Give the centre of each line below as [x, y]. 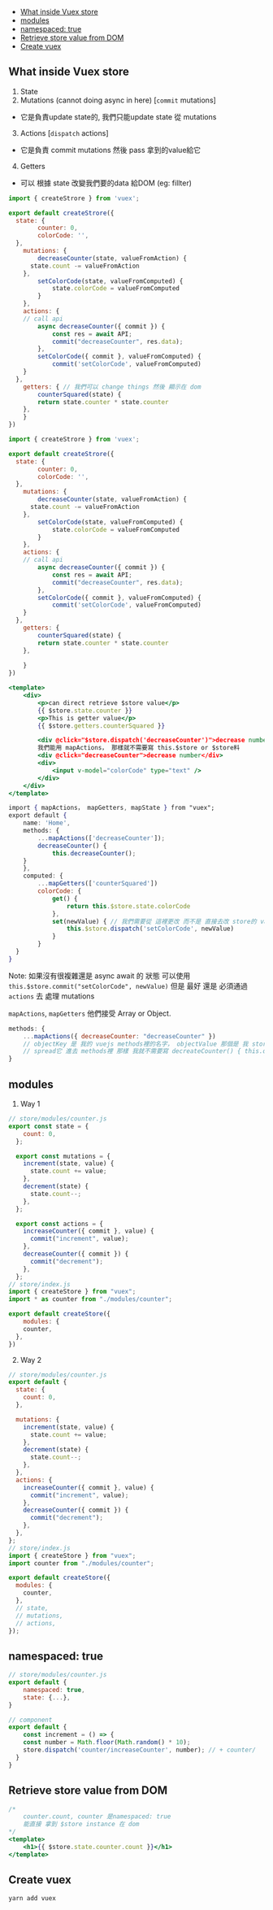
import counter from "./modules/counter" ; [81, 1563]
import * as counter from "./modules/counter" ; [91, 1299]
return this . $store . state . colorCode [128, 906]
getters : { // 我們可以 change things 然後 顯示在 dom [112, 387]
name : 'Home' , [47, 823]
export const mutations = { [63, 1156]
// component [30, 1720]
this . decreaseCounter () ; [94, 853]
